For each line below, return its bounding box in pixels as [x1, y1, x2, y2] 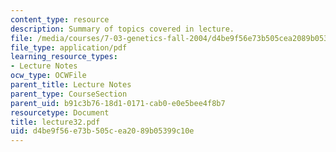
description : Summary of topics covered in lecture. [10, 24, 235, 34]
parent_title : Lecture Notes [10, 80, 132, 90]
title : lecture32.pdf [10, 117, 101, 127]
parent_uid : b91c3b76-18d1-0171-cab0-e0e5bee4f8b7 [10, 98, 226, 108]
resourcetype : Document [10, 107, 110, 118]
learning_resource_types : [10, 52, 118, 62]
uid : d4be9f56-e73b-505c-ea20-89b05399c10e [10, 126, 195, 136]
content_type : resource [10, 14, 110, 25]
